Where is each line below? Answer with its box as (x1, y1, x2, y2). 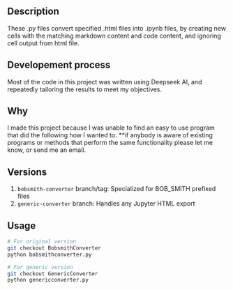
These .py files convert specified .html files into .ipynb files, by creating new (7, 24, 227, 32)
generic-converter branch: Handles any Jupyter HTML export (17, 199, 195, 208)
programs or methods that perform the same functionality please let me (7, 139, 213, 147)
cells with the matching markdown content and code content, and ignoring (7, 31, 222, 40)
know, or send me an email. (7, 146, 86, 154)
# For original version (7, 238, 77, 245)
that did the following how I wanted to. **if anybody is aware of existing (7, 131, 213, 139)
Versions (7, 166, 47, 178)
